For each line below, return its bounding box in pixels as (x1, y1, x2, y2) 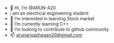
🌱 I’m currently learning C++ (10, 21, 69, 27)
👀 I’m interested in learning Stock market (10, 16, 95, 21)
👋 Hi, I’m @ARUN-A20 (10, 5, 56, 11)
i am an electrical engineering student (10, 10, 89, 16)
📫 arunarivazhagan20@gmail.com (10, 32, 83, 38)
